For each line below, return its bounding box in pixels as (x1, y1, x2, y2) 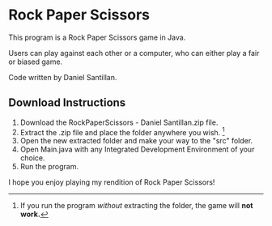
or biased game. (8, 57, 63, 66)
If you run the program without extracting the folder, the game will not (19, 201, 253, 211)
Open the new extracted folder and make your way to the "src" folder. (19, 136, 253, 146)
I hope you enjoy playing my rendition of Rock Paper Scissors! (8, 177, 215, 187)
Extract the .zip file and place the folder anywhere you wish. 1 (19, 126, 225, 137)
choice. (19, 153, 46, 163)
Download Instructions (8, 96, 126, 110)
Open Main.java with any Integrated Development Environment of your (19, 144, 255, 155)
